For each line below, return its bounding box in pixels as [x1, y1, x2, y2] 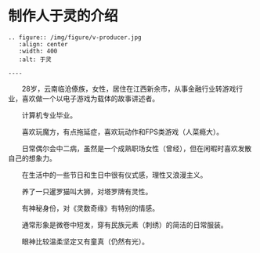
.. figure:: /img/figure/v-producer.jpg [8, 33, 143, 42]
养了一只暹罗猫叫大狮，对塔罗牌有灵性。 [22, 186, 153, 196]
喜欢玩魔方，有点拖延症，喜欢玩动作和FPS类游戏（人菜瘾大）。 [22, 127, 224, 136]
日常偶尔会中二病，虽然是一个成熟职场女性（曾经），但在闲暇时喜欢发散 [22, 143, 252, 153]
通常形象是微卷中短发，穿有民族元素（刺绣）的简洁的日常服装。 [22, 220, 228, 230]
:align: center [18, 40, 68, 48]
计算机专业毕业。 [22, 110, 77, 120]
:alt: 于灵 [18, 56, 52, 63]
